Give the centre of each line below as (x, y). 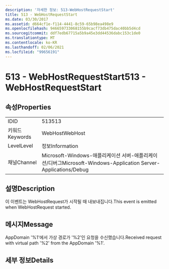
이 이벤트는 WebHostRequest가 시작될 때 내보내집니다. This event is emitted (81, 202)
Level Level (20, 145)
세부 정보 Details (29, 260)
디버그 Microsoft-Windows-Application (94, 163)
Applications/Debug (65, 169)
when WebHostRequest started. (38, 207)
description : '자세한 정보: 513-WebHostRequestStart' (60, 10)
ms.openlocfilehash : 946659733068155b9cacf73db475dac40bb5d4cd (73, 29)
